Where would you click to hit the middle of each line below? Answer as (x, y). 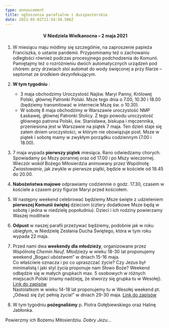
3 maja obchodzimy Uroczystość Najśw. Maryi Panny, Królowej (86, 94)
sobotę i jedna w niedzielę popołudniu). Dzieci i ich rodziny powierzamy (88, 210)
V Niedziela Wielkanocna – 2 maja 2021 (85, 36)
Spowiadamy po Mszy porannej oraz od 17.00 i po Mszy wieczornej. (83, 158)
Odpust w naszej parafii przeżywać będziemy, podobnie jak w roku (83, 225)
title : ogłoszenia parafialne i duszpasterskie (57, 15)
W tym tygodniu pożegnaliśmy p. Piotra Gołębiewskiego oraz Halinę (84, 305)
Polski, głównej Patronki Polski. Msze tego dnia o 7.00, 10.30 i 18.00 (90, 99)
